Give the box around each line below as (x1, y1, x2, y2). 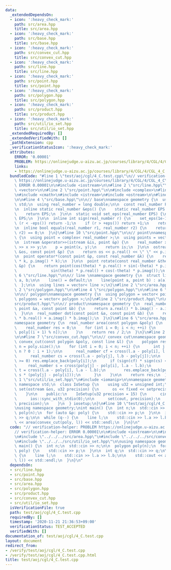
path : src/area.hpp (14, 21, 56, 27)
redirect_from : (5, 543, 38, 548)
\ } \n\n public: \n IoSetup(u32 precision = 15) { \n (14, 391, 147, 397)
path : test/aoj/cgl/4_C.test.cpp (10, 510, 81, 515)
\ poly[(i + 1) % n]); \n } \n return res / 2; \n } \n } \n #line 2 (14, 330, 165, 335)
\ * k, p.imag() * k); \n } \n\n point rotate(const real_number (14, 258, 156, 264)
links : (14, 164, 28, 169)
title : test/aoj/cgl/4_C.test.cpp (5, 557, 79, 562)
